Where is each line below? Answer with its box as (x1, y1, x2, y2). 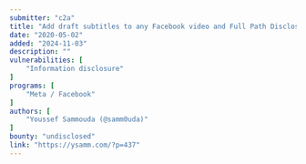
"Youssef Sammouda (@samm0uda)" (25, 115, 148, 124)
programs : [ (9, 81, 55, 90)
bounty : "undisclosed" (9, 132, 96, 141)
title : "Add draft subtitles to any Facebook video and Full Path (9, 22, 267, 31)
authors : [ (9, 107, 51, 116)
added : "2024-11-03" (9, 38, 88, 48)
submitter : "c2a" (9, 13, 76, 23)
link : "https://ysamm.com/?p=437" (9, 140, 141, 149)
